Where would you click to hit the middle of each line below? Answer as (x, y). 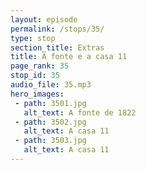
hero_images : (37, 94)
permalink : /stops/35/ (57, 29)
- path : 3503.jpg (50, 141)
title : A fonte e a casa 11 (69, 57)
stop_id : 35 (35, 76)
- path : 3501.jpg (50, 103)
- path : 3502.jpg (50, 122)
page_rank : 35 (40, 66)
